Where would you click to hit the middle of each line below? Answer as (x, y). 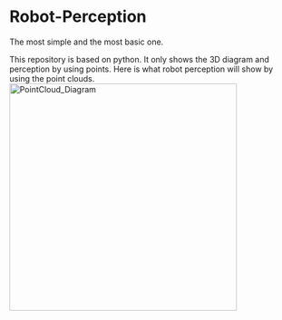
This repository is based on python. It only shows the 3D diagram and (140, 59)
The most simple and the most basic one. (87, 42)
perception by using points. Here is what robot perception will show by (141, 69)
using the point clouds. (52, 78)
